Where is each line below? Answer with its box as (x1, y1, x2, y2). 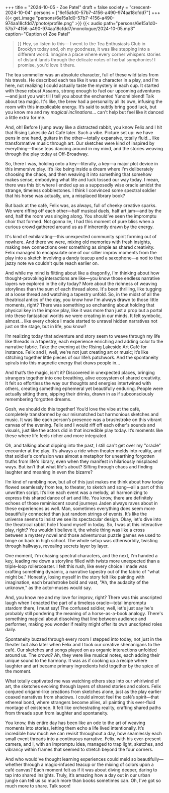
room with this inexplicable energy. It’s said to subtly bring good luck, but (5, 104, 157, 110)
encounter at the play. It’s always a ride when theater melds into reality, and (5, 448, 162, 454)
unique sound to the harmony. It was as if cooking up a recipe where (5, 658, 147, 663)
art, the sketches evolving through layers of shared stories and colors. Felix (5, 683, 161, 689)
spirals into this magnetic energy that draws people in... (5, 360, 120, 366)
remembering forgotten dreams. (5, 396, 72, 402)
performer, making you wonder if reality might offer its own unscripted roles (5, 621, 162, 627)
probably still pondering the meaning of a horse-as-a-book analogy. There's (5, 611, 163, 616)
